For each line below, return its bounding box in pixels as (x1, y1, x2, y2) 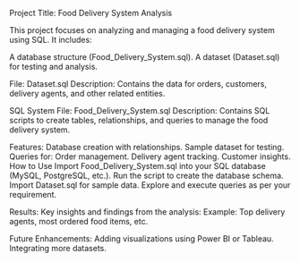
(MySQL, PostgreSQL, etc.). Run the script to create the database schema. (9, 170, 284, 181)
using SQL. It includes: (9, 35, 92, 45)
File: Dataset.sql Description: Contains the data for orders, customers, (9, 79, 267, 89)
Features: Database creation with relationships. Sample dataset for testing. (9, 142, 285, 152)
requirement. (9, 190, 56, 199)
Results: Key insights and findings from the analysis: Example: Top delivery (9, 207, 286, 217)
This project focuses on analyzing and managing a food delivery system (9, 25, 275, 35)
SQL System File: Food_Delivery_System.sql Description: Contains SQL (9, 106, 270, 115)
